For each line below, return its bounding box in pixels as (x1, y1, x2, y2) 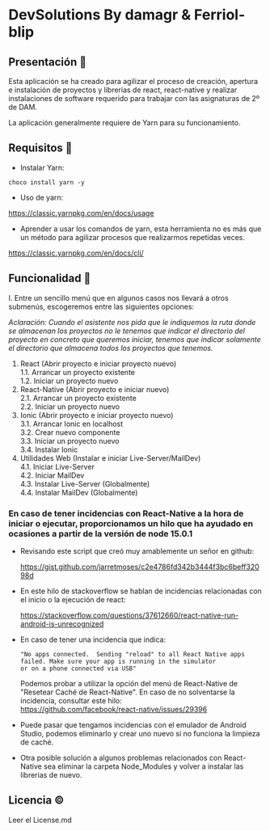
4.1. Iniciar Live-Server (19, 462, 95, 471)
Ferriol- (193, 6, 246, 24)
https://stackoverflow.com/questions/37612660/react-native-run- (19, 610, 239, 620)
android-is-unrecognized (19, 618, 104, 628)
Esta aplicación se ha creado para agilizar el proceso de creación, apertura (8, 77, 259, 86)
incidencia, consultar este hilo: (19, 695, 123, 705)
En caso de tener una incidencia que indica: (19, 635, 167, 644)
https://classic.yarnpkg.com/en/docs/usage (8, 208, 154, 217)
